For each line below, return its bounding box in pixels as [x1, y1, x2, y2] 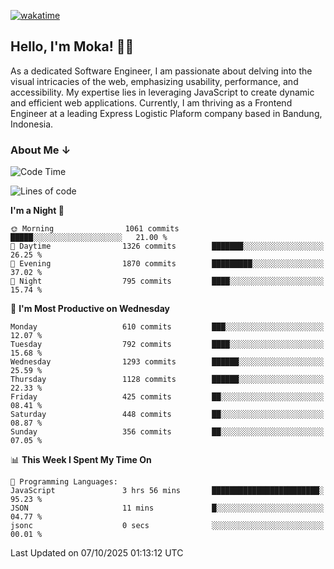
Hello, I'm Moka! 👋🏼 [10, 38, 135, 55]
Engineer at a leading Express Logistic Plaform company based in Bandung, [10, 107, 323, 119]
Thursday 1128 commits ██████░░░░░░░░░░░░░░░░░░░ [10, 375, 325, 385]
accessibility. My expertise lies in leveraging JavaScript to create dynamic [10, 86, 315, 98]
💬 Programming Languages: [10, 477, 118, 487]
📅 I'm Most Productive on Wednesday [10, 303, 170, 315]
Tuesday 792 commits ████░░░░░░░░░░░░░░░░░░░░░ [10, 340, 325, 350]
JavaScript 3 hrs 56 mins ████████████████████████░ [10, 486, 325, 496]
